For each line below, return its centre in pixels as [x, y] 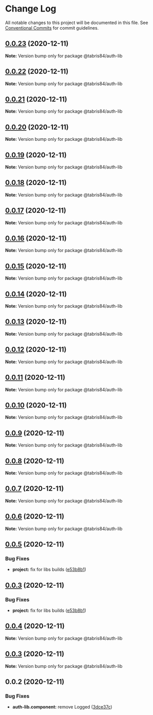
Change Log [31, 9]
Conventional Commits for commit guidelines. [52, 28]
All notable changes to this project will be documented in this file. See [77, 23]
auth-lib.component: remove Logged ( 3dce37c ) [62, 707]
